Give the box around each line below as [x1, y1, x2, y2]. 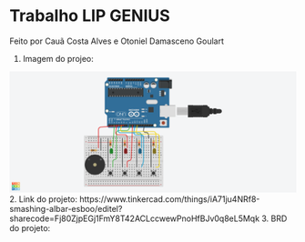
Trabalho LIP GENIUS [9, 5, 170, 26]
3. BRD [261, 213, 288, 224]
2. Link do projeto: [9, 193, 78, 205]
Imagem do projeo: [22, 53, 94, 64]
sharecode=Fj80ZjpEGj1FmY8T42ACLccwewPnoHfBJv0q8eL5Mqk [9, 213, 260, 224]
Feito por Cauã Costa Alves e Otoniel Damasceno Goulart [9, 35, 225, 46]
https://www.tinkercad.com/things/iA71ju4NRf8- [78, 193, 260, 205]
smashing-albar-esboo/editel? [9, 203, 123, 214]
